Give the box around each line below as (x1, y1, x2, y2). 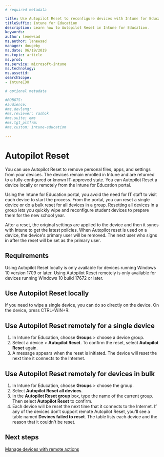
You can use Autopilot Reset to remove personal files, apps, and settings (5, 166, 151, 172)
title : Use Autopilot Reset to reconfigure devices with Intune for (5, 16, 147, 21)
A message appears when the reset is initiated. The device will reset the (12, 350, 157, 356)
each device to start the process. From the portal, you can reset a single (5, 196, 150, 202)
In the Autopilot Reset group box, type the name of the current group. (12, 393, 154, 399)
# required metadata (5, 7, 47, 12)
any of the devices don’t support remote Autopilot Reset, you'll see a (12, 409, 150, 414)
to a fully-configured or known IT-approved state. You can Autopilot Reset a (5, 177, 158, 183)
